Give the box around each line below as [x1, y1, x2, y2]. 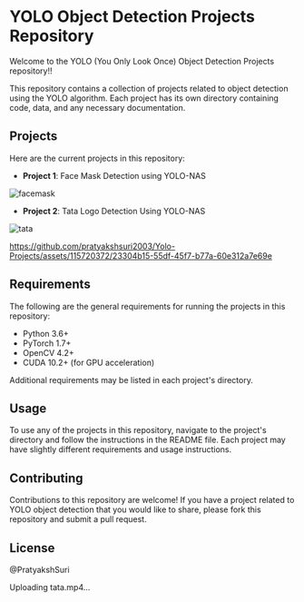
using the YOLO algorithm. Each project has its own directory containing [9, 93, 279, 104]
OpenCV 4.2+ [22, 347, 74, 358]
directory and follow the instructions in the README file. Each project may [9, 434, 286, 446]
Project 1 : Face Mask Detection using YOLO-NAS [22, 170, 206, 181]
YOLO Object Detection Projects [9, 6, 256, 27]
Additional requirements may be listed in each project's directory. [9, 374, 254, 385]
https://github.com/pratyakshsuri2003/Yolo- [9, 241, 175, 252]
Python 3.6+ [22, 328, 70, 339]
